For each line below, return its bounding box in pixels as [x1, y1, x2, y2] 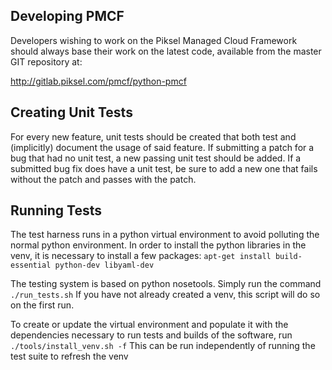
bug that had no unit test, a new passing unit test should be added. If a [10, 152, 302, 164]
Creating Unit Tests [10, 104, 133, 121]
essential [10, 260, 52, 271]
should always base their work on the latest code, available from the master [10, 45, 322, 57]
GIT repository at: [10, 55, 83, 68]
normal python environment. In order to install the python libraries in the [10, 239, 307, 251]
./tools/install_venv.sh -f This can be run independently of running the [10, 340, 316, 352]
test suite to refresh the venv [10, 350, 129, 363]
